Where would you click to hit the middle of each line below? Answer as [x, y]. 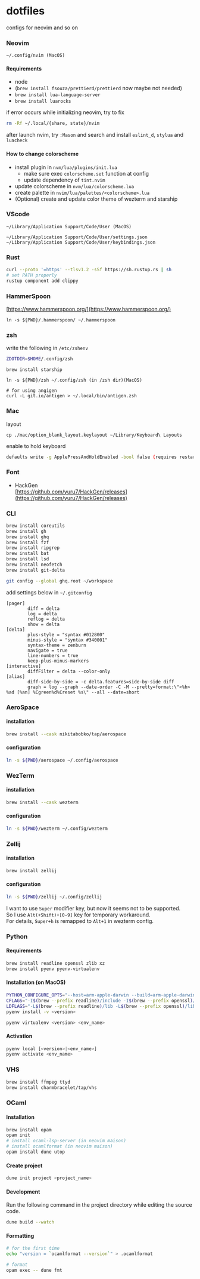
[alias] [16, 676]
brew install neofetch [34, 565]
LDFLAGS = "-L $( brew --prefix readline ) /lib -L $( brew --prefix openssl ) [96, 1006]
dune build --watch [30, 1222]
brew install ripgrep [33, 548]
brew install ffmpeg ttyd [38, 1082]
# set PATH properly [32, 275]
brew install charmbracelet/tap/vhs [51, 1088]
